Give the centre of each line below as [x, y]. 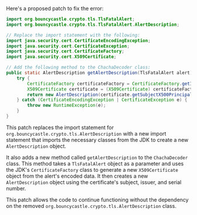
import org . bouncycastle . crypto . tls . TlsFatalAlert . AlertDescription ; [93, 25]
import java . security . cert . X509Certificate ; [61, 57]
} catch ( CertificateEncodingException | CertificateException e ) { [102, 100]
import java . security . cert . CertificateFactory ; [65, 51]
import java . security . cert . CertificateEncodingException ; [78, 40]
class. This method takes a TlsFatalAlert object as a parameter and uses [95, 164]
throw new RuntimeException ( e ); [67, 105]
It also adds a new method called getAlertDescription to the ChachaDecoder [97, 157]
